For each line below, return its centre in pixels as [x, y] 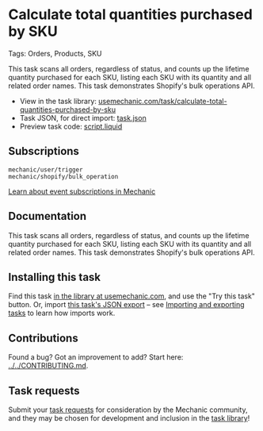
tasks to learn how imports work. [62, 313]
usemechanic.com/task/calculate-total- [163, 101]
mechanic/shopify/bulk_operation [63, 176]
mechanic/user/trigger [46, 169]
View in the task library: [58, 101]
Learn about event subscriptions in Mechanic [82, 191]
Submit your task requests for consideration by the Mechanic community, [128, 410]
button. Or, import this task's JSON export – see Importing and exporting [126, 305]
